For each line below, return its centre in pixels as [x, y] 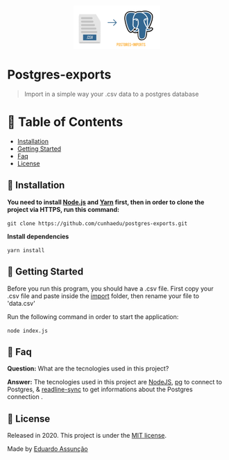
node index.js [28, 331]
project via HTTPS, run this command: [63, 209]
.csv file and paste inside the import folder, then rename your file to [103, 296]
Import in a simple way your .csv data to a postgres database [111, 94]
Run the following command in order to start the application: [93, 317]
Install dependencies [38, 236]
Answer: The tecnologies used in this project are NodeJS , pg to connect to [114, 382]
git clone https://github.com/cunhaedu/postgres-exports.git [97, 223]
